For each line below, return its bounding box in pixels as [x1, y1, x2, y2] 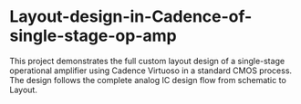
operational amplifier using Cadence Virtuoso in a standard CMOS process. [9, 65, 293, 76]
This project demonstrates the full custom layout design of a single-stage [9, 55, 285, 66]
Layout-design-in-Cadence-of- [9, 6, 253, 27]
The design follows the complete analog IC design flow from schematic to [9, 74, 287, 85]
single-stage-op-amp [9, 25, 177, 46]
